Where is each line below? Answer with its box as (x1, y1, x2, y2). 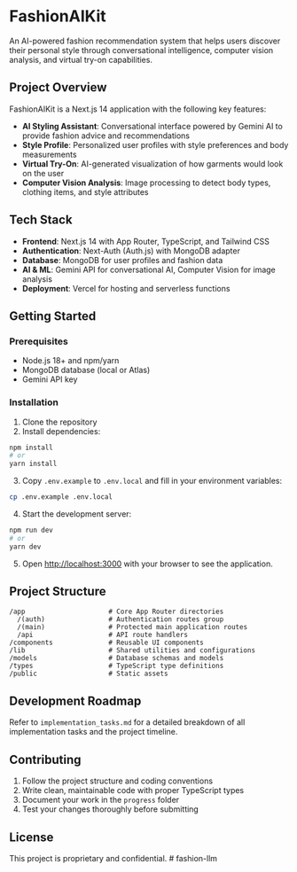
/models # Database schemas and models (9, 654, 224, 663)
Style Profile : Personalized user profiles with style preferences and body (21, 139, 289, 150)
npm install (9, 443, 53, 452)
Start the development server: (21, 509, 132, 519)
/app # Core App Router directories (9, 607, 224, 617)
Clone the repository (21, 417, 98, 427)
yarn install (9, 459, 58, 469)
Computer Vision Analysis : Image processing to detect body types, (21, 177, 271, 188)
